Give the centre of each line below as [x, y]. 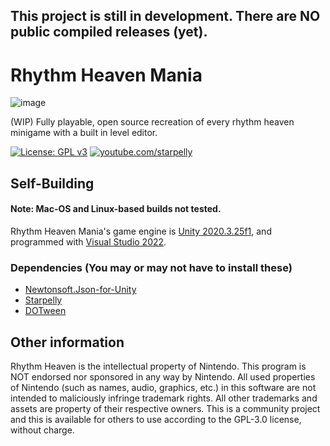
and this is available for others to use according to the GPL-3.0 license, [156, 420]
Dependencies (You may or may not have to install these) [151, 267]
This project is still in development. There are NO [165, 16]
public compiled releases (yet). [109, 32]
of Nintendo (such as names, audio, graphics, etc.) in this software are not [163, 388]
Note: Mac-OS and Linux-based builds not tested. [116, 209]
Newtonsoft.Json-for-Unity [80, 290]
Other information [67, 342]
